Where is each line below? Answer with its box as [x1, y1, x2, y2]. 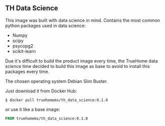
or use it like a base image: [5, 106, 60, 112]
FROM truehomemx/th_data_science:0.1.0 [5, 116, 88, 121]
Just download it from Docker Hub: [5, 87, 77, 94]
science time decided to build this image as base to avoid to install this [5, 63, 150, 69]
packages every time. [5, 68, 50, 74]
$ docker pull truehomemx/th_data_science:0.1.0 [5, 97, 108, 102]
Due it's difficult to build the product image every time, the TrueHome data [5, 57, 158, 64]
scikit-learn [12, 48, 36, 54]
